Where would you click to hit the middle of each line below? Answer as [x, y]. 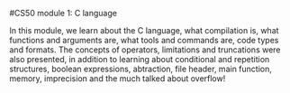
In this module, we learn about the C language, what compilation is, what [144, 30]
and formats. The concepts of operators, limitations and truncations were [145, 50]
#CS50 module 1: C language [63, 13]
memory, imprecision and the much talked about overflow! [118, 79]
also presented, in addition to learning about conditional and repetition [140, 59]
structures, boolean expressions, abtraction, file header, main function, [140, 69]
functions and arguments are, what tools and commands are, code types [144, 40]
